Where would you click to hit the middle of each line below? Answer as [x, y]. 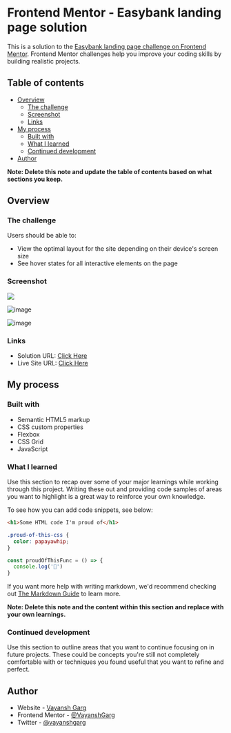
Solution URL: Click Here [52, 356]
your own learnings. [37, 615]
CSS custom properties [50, 427]
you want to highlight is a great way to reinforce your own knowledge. [106, 497]
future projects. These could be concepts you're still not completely [103, 655]
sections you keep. [35, 179]
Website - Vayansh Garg [52, 708]
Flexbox [28, 434]
